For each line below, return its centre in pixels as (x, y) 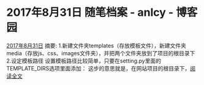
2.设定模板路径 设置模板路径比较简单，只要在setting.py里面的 (84, 61)
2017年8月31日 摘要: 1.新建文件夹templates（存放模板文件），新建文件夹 (96, 46)
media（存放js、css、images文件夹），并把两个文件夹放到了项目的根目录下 (101, 53)
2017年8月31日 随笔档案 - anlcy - (90, 12)
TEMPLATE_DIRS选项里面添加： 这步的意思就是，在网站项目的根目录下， (98, 68)
